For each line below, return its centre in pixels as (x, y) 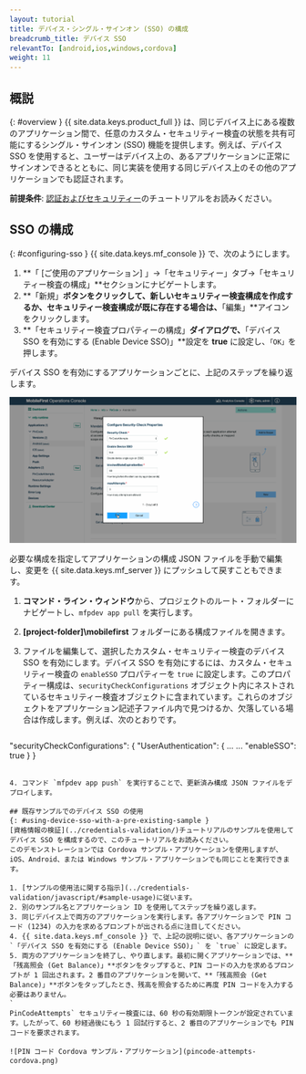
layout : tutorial (42, 19)
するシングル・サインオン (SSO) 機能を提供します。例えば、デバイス (154, 144)
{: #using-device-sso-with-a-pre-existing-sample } (109, 820)
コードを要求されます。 (46, 1032)
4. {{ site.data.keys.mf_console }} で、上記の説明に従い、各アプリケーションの (152, 936)
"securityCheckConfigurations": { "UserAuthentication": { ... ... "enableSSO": (153, 746)
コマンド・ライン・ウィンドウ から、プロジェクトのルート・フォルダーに (158, 600)
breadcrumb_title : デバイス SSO (68, 38)
